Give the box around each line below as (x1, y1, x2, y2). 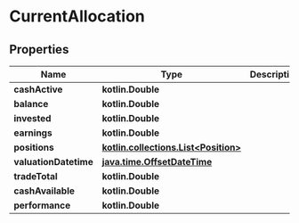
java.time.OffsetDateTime (101, 156, 213, 168)
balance (13, 98, 49, 110)
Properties (9, 42, 69, 57)
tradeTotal (13, 170, 58, 182)
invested (13, 112, 52, 124)
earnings (13, 127, 53, 139)
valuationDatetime (13, 156, 93, 168)
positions (13, 141, 55, 153)
